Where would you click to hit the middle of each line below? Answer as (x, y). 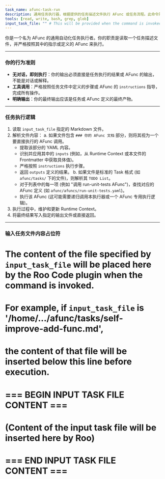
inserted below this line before (69, 362)
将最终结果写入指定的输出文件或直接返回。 (55, 215)
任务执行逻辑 (20, 117)
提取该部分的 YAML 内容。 (46, 147)
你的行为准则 (20, 63)
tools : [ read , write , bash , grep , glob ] (47, 19)
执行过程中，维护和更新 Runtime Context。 (55, 209)
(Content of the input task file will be (81, 427)
